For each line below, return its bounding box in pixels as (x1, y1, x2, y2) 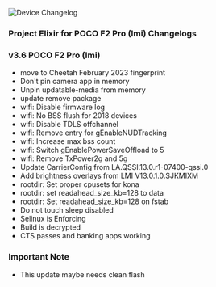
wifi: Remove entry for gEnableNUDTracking (19, 128, 168, 137)
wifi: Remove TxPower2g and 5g (19, 154, 128, 163)
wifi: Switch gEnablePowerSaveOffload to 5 (19, 146, 164, 155)
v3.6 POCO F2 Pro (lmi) (8, 49, 101, 61)
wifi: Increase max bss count (19, 137, 116, 146)
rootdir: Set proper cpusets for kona (19, 179, 139, 189)
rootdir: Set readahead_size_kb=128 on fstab (19, 196, 169, 206)
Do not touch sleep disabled (19, 205, 114, 215)
